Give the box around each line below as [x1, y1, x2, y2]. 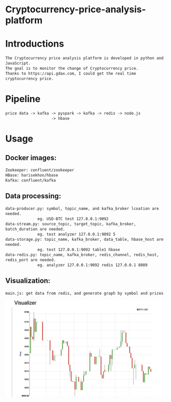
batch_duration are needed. [5, 226, 66, 232]
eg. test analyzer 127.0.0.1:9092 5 [37, 232, 116, 237]
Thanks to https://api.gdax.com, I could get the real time [5, 71, 137, 76]
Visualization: [5, 276, 51, 285]
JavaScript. [5, 61, 31, 66]
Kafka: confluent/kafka [5, 178, 56, 183]
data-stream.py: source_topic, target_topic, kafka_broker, [5, 221, 137, 226]
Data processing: [5, 192, 61, 201]
